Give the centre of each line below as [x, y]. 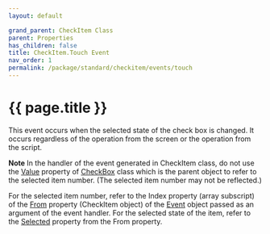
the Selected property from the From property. [85, 221]
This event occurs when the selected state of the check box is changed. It [131, 130]
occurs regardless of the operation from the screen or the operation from [130, 139]
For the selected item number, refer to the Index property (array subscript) [132, 195]
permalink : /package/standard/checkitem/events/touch [101, 68]
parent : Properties [41, 38]
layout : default [35, 16]
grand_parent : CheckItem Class [61, 30]
